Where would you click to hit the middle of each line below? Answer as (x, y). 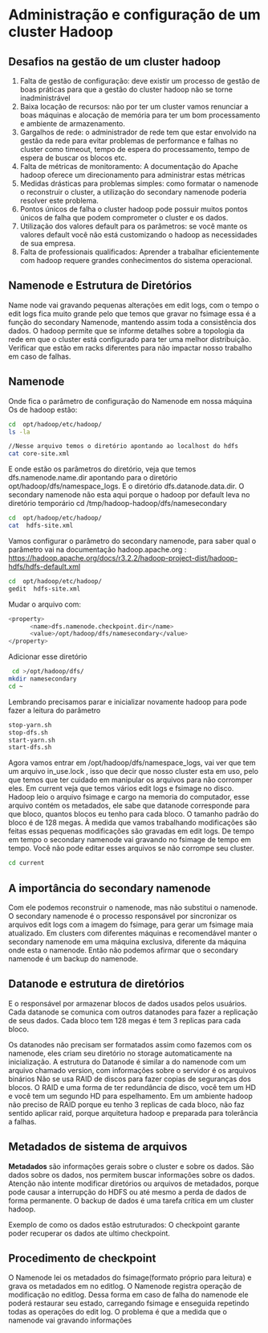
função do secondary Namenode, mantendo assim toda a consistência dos (132, 322)
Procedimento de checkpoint (82, 1258)
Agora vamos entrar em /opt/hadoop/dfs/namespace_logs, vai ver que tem (132, 763)
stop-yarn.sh (30, 725)
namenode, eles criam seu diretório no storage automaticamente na (120, 1053)
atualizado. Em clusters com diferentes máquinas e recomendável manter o (133, 933)
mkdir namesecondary (43, 679)
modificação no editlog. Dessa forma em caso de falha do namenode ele (128, 1295)
